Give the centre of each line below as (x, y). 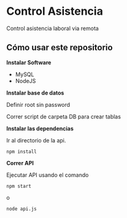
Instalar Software (29, 62)
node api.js (21, 209)
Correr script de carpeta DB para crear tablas (64, 116)
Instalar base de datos (35, 93)
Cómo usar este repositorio (60, 48)
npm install (21, 152)
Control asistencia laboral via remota (53, 28)
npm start (19, 186)
